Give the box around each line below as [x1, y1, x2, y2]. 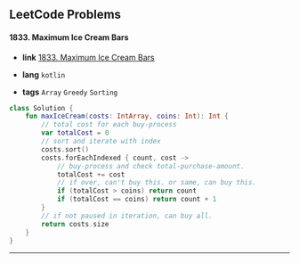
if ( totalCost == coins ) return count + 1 [56, 195, 217, 204]
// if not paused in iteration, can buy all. [41, 211, 214, 220]
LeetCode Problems [9, 7, 122, 22]
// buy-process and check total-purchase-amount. [56, 161, 245, 170]
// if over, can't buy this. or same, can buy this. [56, 178, 256, 187]
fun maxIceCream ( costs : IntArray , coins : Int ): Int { [25, 111, 229, 121]
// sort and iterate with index [41, 137, 162, 146]
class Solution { [9, 103, 74, 112]
